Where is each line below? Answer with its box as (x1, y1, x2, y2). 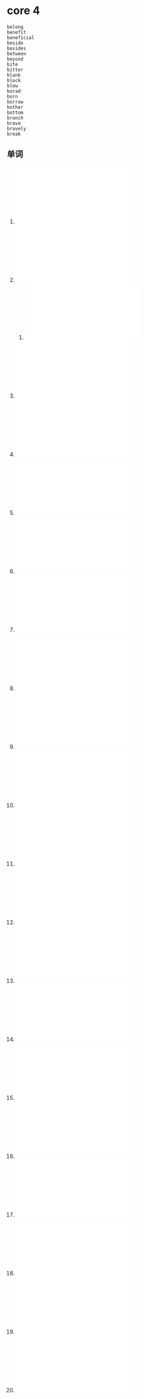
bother (7, 104, 24, 110)
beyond (7, 56, 24, 62)
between (7, 50, 27, 57)
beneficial (7, 34, 35, 40)
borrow (7, 98, 24, 105)
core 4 (7, 4, 40, 18)
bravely (7, 125, 27, 132)
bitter (7, 67, 24, 73)
